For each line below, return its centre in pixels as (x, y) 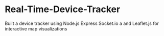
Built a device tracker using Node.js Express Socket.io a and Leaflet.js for (82, 23)
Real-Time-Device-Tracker (63, 9)
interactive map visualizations (36, 28)
